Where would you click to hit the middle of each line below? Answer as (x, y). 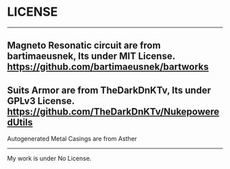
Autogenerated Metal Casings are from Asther (72, 139)
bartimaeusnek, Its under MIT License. (91, 56)
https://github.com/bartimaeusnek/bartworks (108, 67)
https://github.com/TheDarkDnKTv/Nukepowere (113, 111)
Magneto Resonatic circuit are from (84, 45)
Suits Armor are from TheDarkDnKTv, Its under (109, 90)
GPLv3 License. (41, 101)
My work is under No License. (49, 159)
